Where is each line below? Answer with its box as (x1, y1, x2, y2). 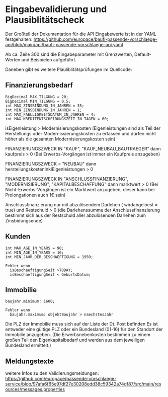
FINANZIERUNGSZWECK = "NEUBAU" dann (5, 161, 97, 167)
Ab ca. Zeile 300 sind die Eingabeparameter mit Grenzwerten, (5, 51, 133, 57)
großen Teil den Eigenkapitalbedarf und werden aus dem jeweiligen (5, 337, 145, 343)
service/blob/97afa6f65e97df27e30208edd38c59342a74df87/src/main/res (5, 381, 161, 387)
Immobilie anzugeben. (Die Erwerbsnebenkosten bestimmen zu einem (5, 332, 151, 338)
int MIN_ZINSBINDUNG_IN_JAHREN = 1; (5, 107, 82, 113)
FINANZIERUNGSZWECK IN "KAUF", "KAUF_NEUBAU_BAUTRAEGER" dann (5, 145, 161, 151)
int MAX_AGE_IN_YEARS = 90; (5, 246, 64, 251)
